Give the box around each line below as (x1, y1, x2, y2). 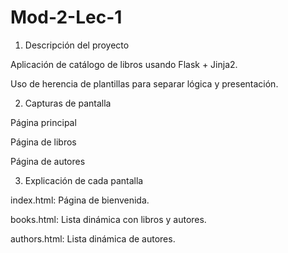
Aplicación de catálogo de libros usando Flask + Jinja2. (10, 58, 238, 70)
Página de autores (10, 155, 86, 167)
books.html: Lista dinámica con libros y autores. (10, 213, 207, 225)
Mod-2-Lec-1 (10, 6, 123, 29)
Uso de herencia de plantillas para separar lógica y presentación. (10, 77, 279, 90)
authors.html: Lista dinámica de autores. (10, 232, 176, 245)
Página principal (10, 116, 77, 128)
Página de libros (10, 136, 77, 148)
